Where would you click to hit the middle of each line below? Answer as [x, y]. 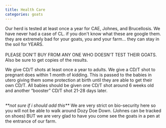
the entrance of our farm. [31, 121]
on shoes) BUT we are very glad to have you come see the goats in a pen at [83, 116]
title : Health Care [25, 10]
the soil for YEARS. [24, 44]
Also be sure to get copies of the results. [47, 60]
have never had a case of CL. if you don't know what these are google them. [83, 34]
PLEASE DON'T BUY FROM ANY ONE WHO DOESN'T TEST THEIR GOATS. [81, 54]
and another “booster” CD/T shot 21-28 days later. [56, 90]
